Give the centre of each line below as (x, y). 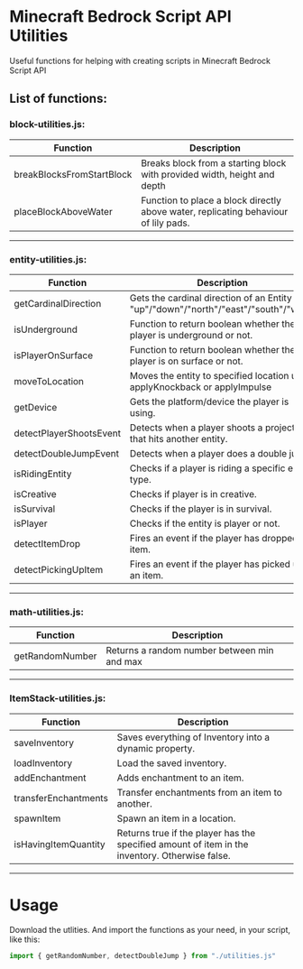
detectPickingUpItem (59, 569)
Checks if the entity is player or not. (205, 523)
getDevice (36, 407)
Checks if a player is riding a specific (207, 468)
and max (124, 662)
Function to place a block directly (211, 200)
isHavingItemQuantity (60, 844)
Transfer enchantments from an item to (199, 792)
